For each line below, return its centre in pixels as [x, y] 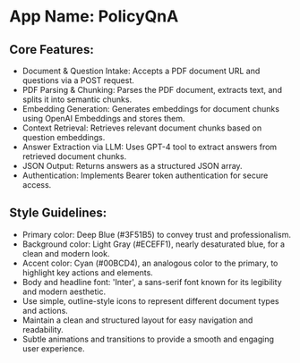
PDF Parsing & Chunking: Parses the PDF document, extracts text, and [152, 90]
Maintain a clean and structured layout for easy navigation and [137, 320]
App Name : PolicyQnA [94, 17]
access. [37, 185]
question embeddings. [64, 137]
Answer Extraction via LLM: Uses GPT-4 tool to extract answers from [150, 147]
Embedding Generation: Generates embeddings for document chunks [151, 109]
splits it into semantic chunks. [77, 99]
